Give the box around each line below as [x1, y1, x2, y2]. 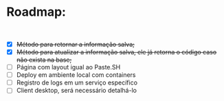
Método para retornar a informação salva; [16, 40, 135, 48]
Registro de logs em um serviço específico [16, 78, 138, 87]
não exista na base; [16, 56, 72, 64]
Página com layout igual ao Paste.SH [16, 63, 121, 71]
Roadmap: [6, 4, 67, 20]
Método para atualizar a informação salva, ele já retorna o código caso [16, 48, 217, 56]
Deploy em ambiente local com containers [16, 71, 136, 79]
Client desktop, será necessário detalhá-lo [16, 87, 137, 95]
